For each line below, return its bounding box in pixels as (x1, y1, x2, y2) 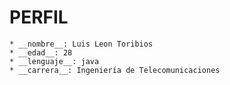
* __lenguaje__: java (9, 56, 100, 66)
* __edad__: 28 (9, 47, 73, 58)
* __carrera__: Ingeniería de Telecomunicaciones (9, 65, 221, 75)
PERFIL (9, 6, 69, 29)
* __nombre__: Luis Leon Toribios (9, 39, 154, 49)
